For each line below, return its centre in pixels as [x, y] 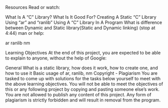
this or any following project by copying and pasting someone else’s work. [82, 89]
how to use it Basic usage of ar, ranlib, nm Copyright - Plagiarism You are [81, 73]
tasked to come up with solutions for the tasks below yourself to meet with [83, 78]
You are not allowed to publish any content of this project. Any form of [78, 95]
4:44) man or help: [25, 33]
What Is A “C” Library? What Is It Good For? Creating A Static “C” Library [81, 17]
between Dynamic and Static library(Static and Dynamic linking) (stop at [80, 28]
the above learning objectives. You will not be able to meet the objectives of [84, 84]
